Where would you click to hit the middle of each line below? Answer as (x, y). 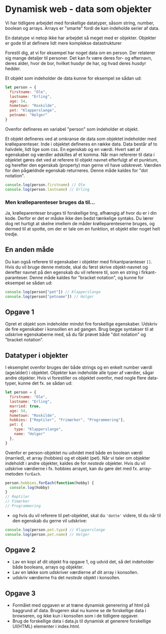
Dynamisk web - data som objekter (79, 9)
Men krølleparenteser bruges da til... (50, 202)
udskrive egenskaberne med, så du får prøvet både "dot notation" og (76, 334)
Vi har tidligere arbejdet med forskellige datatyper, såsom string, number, (80, 23)
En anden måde (29, 250)
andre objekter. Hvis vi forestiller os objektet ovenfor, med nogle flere (76, 378)
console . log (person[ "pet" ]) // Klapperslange (53, 292)
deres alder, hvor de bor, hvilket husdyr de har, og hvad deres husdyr (76, 63)
